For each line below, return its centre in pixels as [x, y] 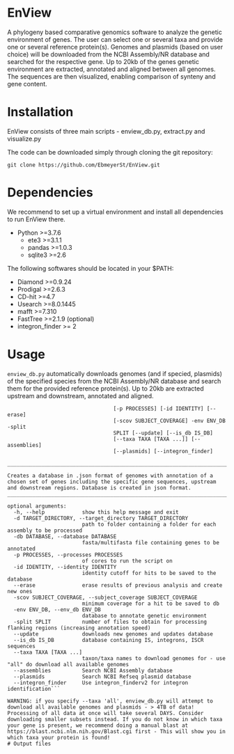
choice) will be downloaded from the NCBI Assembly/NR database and [109, 54]
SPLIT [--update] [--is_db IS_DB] [163, 433]
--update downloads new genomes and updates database [114, 634]
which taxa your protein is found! [59, 737]
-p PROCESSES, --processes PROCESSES [68, 555]
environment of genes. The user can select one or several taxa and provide [115, 39]
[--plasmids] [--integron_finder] [163, 451]
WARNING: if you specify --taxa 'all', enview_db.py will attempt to [110, 701]
